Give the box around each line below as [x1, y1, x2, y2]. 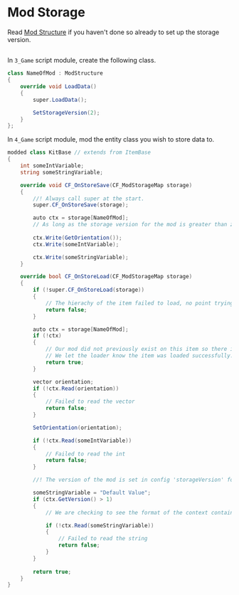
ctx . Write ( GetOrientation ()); [33, 234, 122, 241]
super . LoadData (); [33, 96, 87, 103]
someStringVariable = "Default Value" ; [33, 489, 152, 497]
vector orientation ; [33, 378, 94, 385]
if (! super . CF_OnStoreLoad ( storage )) [33, 286, 144, 294]
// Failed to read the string [58, 535, 148, 542]
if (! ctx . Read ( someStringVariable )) [45, 522, 154, 529]
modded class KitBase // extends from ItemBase [7, 149, 152, 157]
